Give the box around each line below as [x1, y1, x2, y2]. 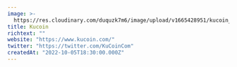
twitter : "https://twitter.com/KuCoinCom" [7, 43, 134, 50]
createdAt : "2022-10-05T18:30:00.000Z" [7, 50, 125, 57]
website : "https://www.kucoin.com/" [7, 36, 115, 43]
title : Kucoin [7, 23, 49, 30]
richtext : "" [7, 29, 46, 37]
